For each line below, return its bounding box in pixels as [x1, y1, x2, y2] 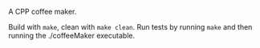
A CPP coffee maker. [8, 7, 77, 16]
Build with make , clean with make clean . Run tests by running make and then [8, 22, 253, 31]
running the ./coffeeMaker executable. [8, 31, 135, 40]
